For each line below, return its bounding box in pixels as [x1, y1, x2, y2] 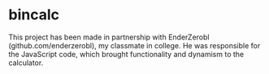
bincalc [8, 6, 59, 24]
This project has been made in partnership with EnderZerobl [8, 32, 210, 42]
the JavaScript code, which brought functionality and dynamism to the [8, 49, 245, 59]
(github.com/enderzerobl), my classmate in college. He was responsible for [8, 40, 261, 50]
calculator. [8, 58, 44, 68]
